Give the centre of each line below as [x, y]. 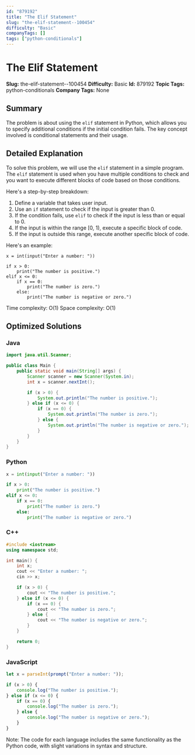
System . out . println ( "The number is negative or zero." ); [119, 425]
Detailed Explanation [45, 154]
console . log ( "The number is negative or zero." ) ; [88, 718]
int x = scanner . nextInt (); [61, 382]
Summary [24, 109]
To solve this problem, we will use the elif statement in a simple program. [95, 168]
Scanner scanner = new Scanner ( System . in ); [81, 376]
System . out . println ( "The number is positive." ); [97, 398]
